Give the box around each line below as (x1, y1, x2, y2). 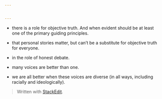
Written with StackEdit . (16, 89, 64, 95)
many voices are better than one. (11, 64, 80, 70)
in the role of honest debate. (11, 54, 70, 60)
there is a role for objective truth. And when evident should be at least (11, 25, 154, 31)
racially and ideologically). (11, 79, 65, 85)
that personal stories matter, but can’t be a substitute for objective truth (11, 40, 158, 46)
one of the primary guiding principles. (11, 30, 89, 36)
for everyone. (11, 45, 40, 51)
